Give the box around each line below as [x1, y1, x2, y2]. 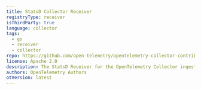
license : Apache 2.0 [6, 58, 58, 64]
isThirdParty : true [6, 20, 55, 25]
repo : [6, 53, 20, 59]
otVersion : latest [6, 75, 52, 81]
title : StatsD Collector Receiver [6, 8, 93, 15]
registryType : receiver [6, 14, 66, 20]
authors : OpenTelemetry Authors [6, 69, 87, 75]
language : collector [6, 25, 58, 31]
